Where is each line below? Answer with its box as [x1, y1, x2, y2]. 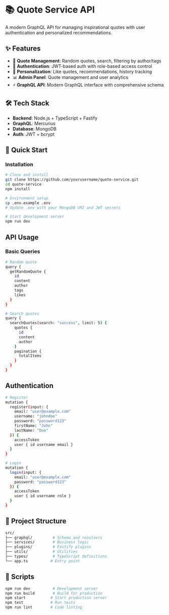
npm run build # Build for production [5, 591, 102, 596]
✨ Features [5, 44, 41, 53]
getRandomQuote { [10, 269, 46, 274]
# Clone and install [5, 173, 49, 178]
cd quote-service [5, 182, 42, 187]
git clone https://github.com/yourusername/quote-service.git [5, 177, 139, 182]
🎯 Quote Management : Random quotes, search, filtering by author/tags [12, 58, 161, 64]
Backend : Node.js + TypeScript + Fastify [12, 115, 97, 121]
